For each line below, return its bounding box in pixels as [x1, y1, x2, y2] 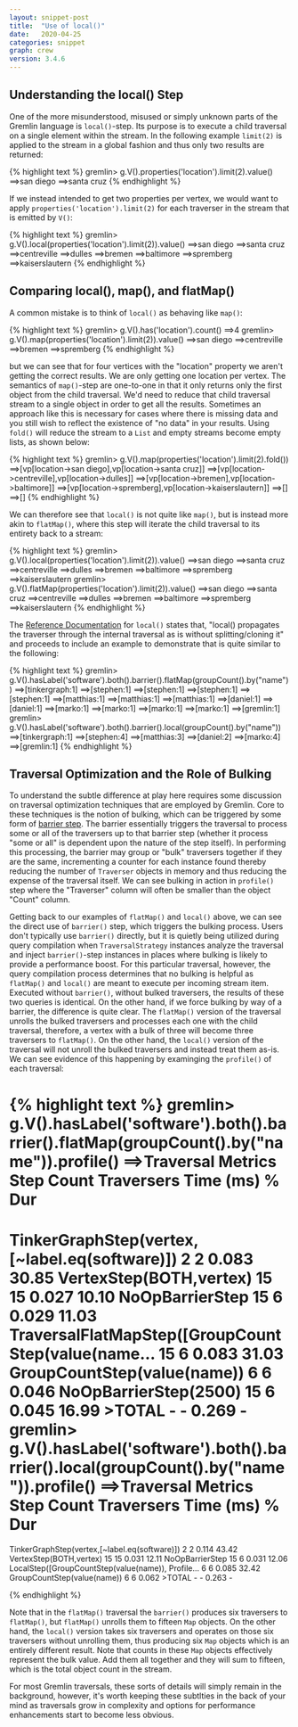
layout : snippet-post [9, 12, 90, 22]
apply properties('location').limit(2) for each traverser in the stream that [9, 202, 290, 213]
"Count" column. [9, 894, 71, 905]
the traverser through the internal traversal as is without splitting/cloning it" [9, 629, 285, 639]
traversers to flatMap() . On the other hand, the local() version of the [9, 1035, 264, 1046]
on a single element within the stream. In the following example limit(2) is [9, 130, 283, 141]
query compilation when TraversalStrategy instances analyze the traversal [9, 940, 284, 950]
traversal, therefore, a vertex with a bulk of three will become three [9, 1025, 254, 1036]
